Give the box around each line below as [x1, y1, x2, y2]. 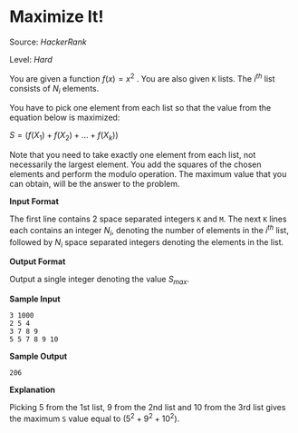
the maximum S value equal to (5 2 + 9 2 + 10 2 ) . [9, 411, 180, 424]
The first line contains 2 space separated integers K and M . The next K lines [9, 213, 287, 224]
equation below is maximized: [9, 112, 120, 123]
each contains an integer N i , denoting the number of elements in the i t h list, [9, 223, 290, 238]
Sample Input [9, 293, 61, 305]
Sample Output [9, 351, 68, 362]
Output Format [9, 256, 66, 267]
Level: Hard [9, 54, 53, 64]
